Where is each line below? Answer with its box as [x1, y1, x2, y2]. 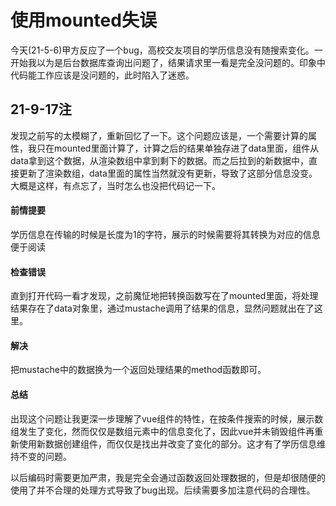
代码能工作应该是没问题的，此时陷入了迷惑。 [10, 69, 195, 81]
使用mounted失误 [10, 9, 157, 32]
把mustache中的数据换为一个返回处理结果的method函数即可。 [10, 364, 267, 376]
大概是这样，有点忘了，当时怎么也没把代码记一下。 [10, 179, 221, 191]
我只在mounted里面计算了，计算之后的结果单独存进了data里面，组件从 [27, 142, 320, 154]
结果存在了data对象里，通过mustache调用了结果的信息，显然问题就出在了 [10, 302, 315, 315]
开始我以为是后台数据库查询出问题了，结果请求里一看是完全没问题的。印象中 [10, 56, 326, 68]
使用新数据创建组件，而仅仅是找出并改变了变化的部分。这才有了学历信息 [18, 437, 317, 450]
